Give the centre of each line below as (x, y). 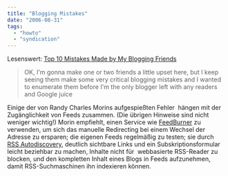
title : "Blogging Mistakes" (48, 13)
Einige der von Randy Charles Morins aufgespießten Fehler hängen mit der (114, 108)
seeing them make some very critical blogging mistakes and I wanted (123, 79)
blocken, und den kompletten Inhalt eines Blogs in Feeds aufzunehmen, (109, 159)
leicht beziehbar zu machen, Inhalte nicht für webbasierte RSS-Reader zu (113, 152)
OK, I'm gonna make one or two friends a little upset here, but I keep (121, 72)
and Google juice (48, 95)
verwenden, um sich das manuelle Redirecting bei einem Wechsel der (106, 130)
